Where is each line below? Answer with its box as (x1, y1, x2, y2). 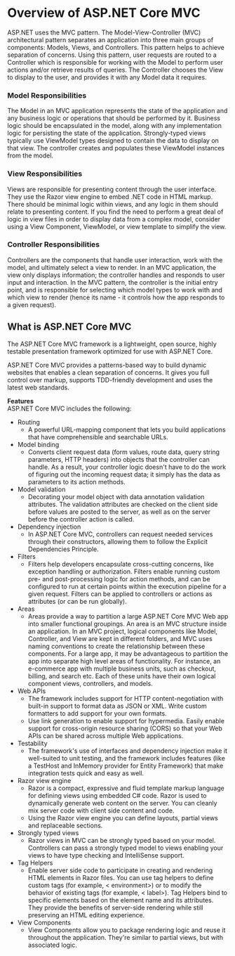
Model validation (17, 485, 66, 493)
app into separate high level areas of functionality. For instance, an (27, 657, 221, 665)
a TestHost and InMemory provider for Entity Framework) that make (27, 761, 224, 770)
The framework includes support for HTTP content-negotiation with (27, 694, 224, 702)
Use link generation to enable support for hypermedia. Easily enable (27, 716, 224, 725)
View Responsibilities (7, 169, 83, 179)
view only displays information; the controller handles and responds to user (7, 271, 225, 279)
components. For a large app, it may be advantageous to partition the (27, 649, 229, 658)
